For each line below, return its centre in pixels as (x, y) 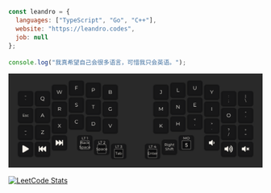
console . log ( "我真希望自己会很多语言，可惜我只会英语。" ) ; (98, 63)
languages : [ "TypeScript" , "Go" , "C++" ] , (86, 20)
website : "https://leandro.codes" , (75, 29)
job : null (32, 37)
